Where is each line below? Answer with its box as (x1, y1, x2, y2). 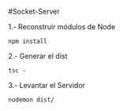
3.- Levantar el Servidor (8, 81, 85, 90)
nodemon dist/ (8, 96, 55, 104)
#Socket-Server (8, 7, 61, 16)
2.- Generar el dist (8, 52, 68, 60)
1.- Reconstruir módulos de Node (8, 22, 116, 31)
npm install (8, 37, 47, 45)
